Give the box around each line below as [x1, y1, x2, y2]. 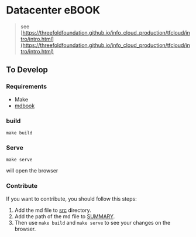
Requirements [6, 83, 47, 91]
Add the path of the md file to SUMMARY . [14, 212, 115, 220]
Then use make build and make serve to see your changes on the [14, 219, 171, 226]
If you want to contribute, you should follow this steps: [6, 195, 137, 202]
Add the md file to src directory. [14, 206, 92, 214]
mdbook [14, 102, 35, 109]
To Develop [6, 65, 49, 75]
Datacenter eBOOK [6, 4, 101, 17]
